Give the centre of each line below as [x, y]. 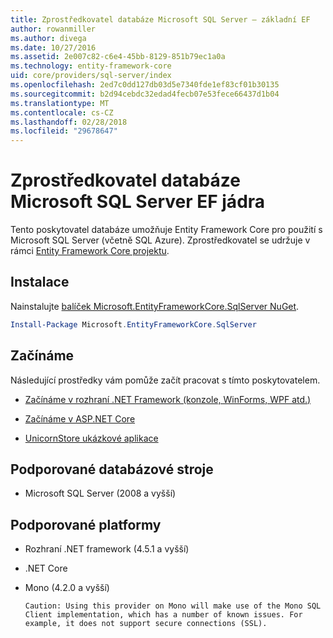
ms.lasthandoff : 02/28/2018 [69, 122]
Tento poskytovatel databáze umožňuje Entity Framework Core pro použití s [166, 230]
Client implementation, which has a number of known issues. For [163, 615]
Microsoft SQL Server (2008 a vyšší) [100, 493]
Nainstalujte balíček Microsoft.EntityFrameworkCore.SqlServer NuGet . [155, 306]
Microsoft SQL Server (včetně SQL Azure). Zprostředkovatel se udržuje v [160, 240]
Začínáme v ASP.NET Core [80, 418]
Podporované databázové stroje [112, 469]
